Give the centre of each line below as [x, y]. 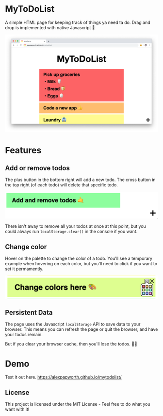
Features [23, 150]
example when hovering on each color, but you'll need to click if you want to [81, 264]
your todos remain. [24, 335]
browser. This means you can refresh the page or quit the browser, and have [81, 329]
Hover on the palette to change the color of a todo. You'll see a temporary [79, 258]
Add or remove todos [38, 168]
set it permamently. [24, 269]
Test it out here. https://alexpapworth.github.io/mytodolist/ [64, 377]
